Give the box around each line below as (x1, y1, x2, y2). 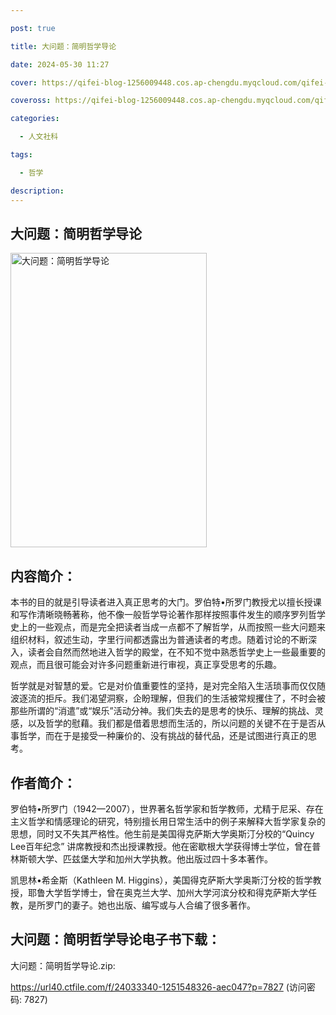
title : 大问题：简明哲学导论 (10, 41, 117, 51)
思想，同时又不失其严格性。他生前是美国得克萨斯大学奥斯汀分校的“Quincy (10, 827, 315, 840)
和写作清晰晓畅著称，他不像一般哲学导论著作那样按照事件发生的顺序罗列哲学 (10, 609, 326, 621)
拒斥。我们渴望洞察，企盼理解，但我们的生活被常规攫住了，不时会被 (44, 692, 326, 705)
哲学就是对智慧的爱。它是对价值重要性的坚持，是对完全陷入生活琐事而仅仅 (10, 680, 317, 692)
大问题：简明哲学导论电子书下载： (10, 931, 221, 948)
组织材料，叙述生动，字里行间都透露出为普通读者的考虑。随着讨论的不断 (10, 634, 308, 646)
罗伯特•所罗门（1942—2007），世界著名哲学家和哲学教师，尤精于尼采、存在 (10, 802, 324, 815)
